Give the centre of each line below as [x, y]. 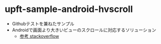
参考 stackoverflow [39, 36]
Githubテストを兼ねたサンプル [43, 23]
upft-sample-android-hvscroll [69, 9]
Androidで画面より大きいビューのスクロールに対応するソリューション [84, 30]
